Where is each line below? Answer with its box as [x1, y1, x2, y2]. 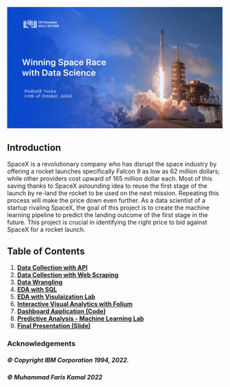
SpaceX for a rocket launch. [7, 225, 86, 234]
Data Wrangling [16, 278, 63, 286]
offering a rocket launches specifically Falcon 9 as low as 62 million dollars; [7, 167, 220, 175]
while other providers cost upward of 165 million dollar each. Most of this [7, 175, 213, 183]
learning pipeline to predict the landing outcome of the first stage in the [7, 211, 208, 219]
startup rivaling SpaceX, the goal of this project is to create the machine [7, 203, 210, 212]
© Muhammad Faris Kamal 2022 [7, 373, 103, 382]
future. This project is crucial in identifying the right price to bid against [7, 219, 207, 227]
